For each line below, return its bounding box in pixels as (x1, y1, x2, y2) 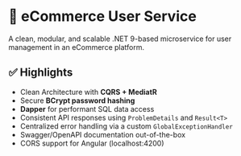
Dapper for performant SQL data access (19, 104, 155, 113)
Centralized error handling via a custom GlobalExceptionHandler (19, 121, 234, 131)
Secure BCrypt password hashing (19, 96, 135, 105)
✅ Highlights (8, 66, 73, 80)
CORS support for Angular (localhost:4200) (19, 138, 164, 148)
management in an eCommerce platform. (8, 42, 145, 51)
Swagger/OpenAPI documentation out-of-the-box (19, 129, 186, 139)
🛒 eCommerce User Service (8, 7, 197, 26)
